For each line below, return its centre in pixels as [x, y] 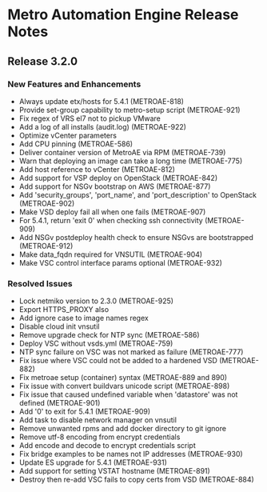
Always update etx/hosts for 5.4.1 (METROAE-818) [102, 101]
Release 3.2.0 [42, 61]
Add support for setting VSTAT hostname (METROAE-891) [115, 471]
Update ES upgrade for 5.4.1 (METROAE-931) [93, 462]
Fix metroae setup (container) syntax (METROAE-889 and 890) [123, 378]
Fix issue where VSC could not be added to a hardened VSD [118, 361]
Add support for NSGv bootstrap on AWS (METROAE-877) [115, 186]
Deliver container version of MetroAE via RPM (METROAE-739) [122, 152]
